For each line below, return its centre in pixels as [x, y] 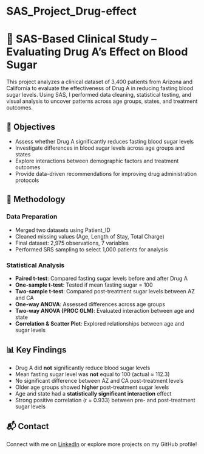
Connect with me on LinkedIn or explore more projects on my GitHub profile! [102, 444]
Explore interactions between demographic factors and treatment [97, 161]
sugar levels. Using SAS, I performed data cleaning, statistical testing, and [99, 95]
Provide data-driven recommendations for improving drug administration [106, 173]
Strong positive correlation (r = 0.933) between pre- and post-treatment [105, 400]
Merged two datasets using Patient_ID [63, 230]
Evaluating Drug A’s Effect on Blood [97, 52]
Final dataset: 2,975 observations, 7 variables [72, 243]
